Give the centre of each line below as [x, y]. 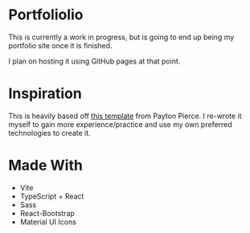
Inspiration [45, 94]
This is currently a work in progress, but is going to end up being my [121, 37]
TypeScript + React [52, 196]
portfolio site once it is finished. [60, 45]
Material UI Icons [48, 222]
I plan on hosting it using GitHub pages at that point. [94, 61]
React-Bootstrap [47, 213]
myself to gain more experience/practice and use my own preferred [121, 124]
